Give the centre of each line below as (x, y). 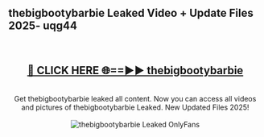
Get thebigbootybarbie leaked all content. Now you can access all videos (135, 98)
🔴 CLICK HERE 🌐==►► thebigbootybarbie (135, 71)
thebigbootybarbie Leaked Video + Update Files (131, 13)
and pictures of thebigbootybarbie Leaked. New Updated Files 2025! (135, 107)
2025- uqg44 (43, 26)
